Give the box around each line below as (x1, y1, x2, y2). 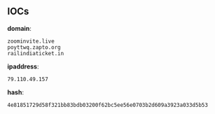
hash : (7, 87, 25, 97)
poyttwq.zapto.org (7, 43, 61, 51)
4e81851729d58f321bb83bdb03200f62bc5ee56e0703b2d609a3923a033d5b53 (7, 101, 209, 108)
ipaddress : (7, 62, 39, 71)
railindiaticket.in (7, 50, 64, 57)
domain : (7, 24, 32, 32)
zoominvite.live (7, 38, 55, 45)
